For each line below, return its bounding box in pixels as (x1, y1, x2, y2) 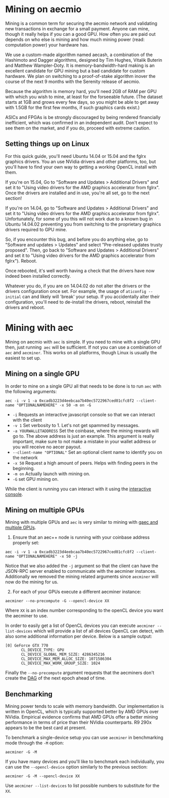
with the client (12, 416, 42, 423)
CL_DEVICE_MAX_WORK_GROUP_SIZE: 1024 (21, 661, 100, 666)
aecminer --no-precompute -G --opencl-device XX (5, 599, 109, 604)
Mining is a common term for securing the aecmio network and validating (5, 20, 157, 26)
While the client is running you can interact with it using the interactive (5, 486, 151, 492)
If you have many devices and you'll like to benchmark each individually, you (5, 759, 164, 765)
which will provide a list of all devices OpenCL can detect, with (33, 628, 164, 634)
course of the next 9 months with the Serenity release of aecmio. (5, 78, 140, 85)
